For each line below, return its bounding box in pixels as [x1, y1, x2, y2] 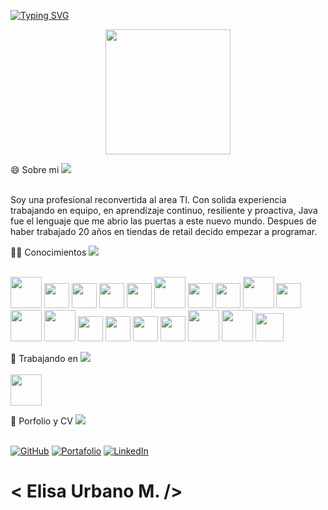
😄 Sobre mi [10, 164, 60, 175]
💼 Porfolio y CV [10, 415, 73, 427]
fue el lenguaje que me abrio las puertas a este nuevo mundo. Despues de [10, 215, 317, 227]
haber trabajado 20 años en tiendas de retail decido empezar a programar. [10, 226, 318, 237]
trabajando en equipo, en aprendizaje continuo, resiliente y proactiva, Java [10, 205, 318, 216]
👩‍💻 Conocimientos [10, 246, 87, 258]
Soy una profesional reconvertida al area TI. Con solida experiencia [10, 194, 287, 205]
